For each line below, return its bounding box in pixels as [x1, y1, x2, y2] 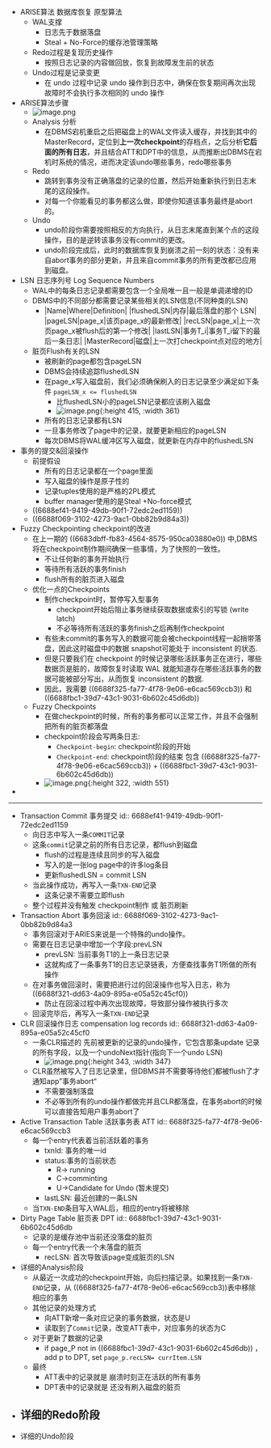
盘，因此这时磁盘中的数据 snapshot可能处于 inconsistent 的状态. [44, 644, 258, 653]
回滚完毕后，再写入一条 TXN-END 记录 [31, 1009, 150, 1018]
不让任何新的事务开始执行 [44, 554, 130, 564]
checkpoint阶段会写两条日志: [44, 731, 140, 741]
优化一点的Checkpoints [31, 585, 110, 594]
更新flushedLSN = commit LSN [44, 870, 147, 879]
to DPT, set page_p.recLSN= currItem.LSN [65, 1353, 202, 1361]
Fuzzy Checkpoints [31, 702, 97, 711]
